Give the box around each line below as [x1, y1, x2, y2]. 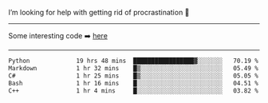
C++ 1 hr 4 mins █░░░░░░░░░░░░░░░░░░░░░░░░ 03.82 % [8, 86, 259, 95]
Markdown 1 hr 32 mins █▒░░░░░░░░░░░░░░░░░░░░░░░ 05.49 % [8, 64, 259, 72]
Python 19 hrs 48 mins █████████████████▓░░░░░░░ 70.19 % [8, 57, 259, 65]
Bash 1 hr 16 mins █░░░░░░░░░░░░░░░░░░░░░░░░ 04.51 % [8, 79, 259, 87]
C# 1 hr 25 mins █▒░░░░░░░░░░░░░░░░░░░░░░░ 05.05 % [8, 72, 259, 80]
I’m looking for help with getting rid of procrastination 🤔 [8, 8, 190, 17]
